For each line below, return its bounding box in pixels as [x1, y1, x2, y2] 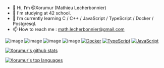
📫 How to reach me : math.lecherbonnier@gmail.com [12, 26, 125, 32]
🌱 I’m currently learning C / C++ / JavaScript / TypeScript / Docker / [12, 15, 154, 21]
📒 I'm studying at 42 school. [12, 10, 71, 16]
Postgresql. [12, 20, 37, 26]
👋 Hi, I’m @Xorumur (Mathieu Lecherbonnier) [12, 5, 107, 10]
